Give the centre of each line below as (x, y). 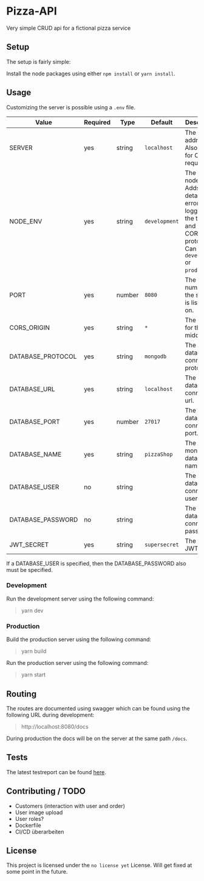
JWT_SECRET (29, 545)
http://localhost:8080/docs (55, 726)
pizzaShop (159, 454)
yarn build (34, 651)
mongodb (156, 356)
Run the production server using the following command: (77, 663)
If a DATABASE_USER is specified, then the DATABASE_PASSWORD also (96, 563)
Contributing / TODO (46, 791)
